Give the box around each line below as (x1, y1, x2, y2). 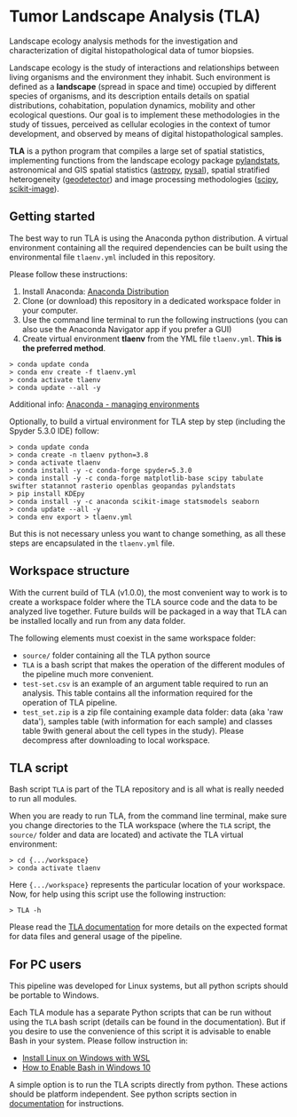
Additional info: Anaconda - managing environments (9, 398, 199, 410)
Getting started (9, 209, 96, 224)
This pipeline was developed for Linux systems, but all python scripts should (9, 980, 289, 992)
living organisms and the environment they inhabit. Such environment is (9, 71, 270, 82)
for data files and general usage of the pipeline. (9, 931, 183, 942)
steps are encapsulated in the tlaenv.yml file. (9, 538, 176, 548)
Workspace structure (9, 563, 130, 578)
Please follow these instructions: (9, 268, 129, 279)
